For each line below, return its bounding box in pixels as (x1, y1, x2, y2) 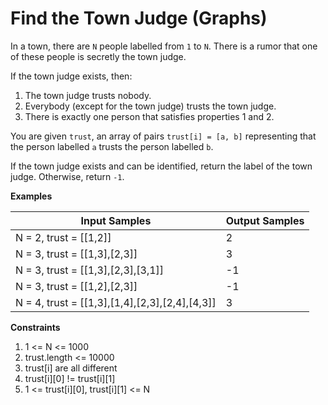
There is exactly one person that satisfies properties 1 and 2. (24, 110, 275, 122)
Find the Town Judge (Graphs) (10, 7, 268, 30)
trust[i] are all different (24, 362, 118, 374)
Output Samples (225, 213, 305, 227)
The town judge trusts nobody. (24, 89, 152, 101)
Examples (10, 190, 53, 202)
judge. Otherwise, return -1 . (10, 170, 125, 182)
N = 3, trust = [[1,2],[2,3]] (15, 279, 138, 293)
